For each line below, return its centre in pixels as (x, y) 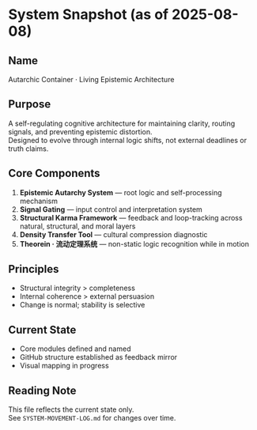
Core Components (54, 174)
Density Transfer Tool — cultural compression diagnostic (113, 234)
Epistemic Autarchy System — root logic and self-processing (121, 192)
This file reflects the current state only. (71, 409)
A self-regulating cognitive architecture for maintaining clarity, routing (122, 123)
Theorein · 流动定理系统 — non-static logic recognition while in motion (134, 243)
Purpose (30, 104)
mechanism (38, 201)
